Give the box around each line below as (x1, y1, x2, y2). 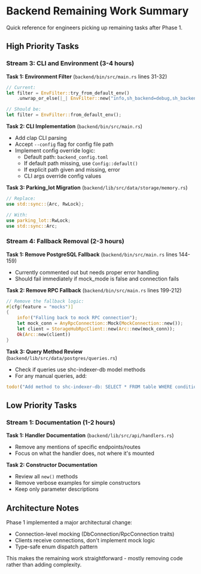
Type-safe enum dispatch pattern (14, 543, 98, 551)
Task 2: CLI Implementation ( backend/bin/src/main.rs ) (6, 123, 142, 130)
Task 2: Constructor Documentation (6, 462, 98, 469)
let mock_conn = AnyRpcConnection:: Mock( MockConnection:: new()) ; (17, 320, 184, 326)
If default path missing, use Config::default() (23, 160, 138, 167)
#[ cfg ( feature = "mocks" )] (6, 304, 74, 310)
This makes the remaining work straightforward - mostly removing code (6, 555, 183, 562)
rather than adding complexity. (6, 561, 82, 569)
